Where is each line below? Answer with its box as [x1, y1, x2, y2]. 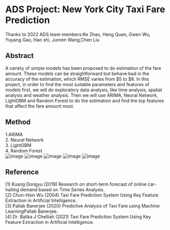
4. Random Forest [5, 147, 43, 154]
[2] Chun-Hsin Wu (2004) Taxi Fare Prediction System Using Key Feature [5, 192, 159, 198]
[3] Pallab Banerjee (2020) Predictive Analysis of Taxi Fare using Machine [5, 203, 160, 209]
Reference [5, 167, 39, 176]
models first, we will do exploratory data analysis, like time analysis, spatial [5, 87, 162, 93]
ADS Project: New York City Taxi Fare [5, 4, 165, 15]
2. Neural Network [5, 137, 44, 143]
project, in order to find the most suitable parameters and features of [5, 81, 150, 87]
